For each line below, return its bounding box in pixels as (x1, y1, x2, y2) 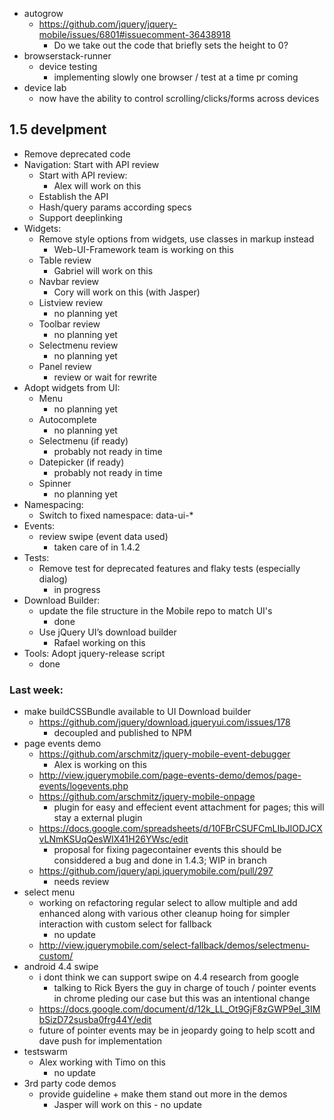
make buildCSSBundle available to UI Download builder (23, 706, 252, 718)
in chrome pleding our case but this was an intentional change (53, 993, 311, 1005)
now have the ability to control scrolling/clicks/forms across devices (38, 93, 320, 104)
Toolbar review (38, 318, 101, 330)
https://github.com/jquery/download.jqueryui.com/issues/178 (38, 716, 291, 728)
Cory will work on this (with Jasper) (53, 286, 201, 298)
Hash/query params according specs (38, 201, 192, 213)
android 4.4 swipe (23, 961, 99, 973)
